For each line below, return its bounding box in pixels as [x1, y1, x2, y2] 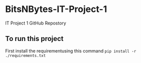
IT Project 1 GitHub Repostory [5, 20, 66, 26]
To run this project [5, 34, 64, 43]
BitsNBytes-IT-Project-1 [5, 3, 107, 15]
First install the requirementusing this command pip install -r [5, 47, 136, 53]
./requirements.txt [5, 53, 46, 58]
